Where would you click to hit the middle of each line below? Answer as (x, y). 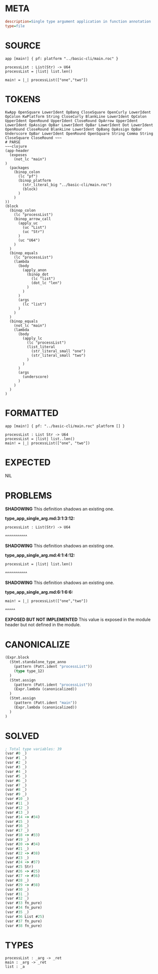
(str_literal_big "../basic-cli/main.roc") (67, 185)
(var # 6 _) (16, 780)
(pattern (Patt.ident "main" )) (45, 703)
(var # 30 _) (17, 889)
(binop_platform (34, 180)
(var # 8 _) (16, 790)
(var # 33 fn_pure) (24, 903)
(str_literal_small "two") (58, 355)
